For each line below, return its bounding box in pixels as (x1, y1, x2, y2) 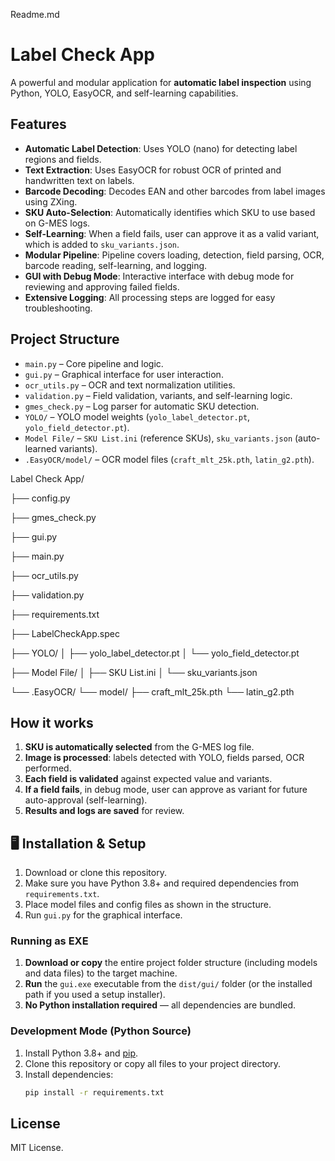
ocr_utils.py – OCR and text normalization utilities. (24, 379, 236, 391)
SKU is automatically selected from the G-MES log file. (24, 741, 255, 753)
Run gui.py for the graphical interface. (24, 909, 183, 921)
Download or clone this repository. (24, 867, 167, 879)
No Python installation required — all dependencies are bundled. (24, 999, 297, 1011)
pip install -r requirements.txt (24, 1087, 165, 1098)
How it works (10, 714, 94, 731)
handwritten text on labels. (24, 174, 135, 186)
